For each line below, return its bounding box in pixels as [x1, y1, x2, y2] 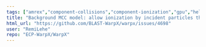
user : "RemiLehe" [6, 26, 51, 32]
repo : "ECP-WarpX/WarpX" [6, 32, 70, 38]
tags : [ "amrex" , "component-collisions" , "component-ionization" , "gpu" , [6, 9, 191, 15]
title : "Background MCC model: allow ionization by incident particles [6, 15, 193, 21]
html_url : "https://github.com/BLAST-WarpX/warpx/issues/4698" [6, 20, 172, 26]
